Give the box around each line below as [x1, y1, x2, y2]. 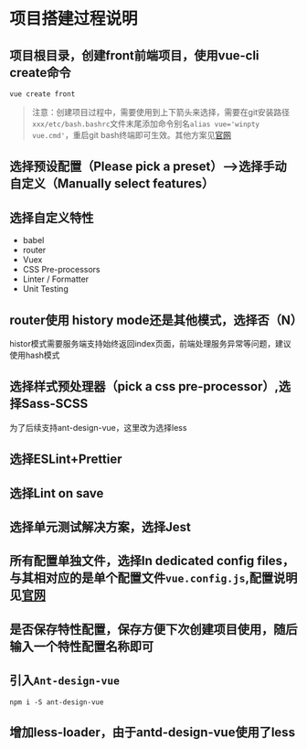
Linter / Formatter [22, 273, 90, 284]
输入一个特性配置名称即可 [9, 638, 153, 654]
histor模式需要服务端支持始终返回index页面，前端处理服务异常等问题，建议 [9, 338, 291, 349]
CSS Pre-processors [22, 264, 101, 275]
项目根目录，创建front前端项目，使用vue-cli [9, 48, 259, 63]
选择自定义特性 [9, 209, 94, 225]
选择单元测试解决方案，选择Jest [9, 519, 192, 535]
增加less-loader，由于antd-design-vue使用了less [9, 724, 295, 740]
